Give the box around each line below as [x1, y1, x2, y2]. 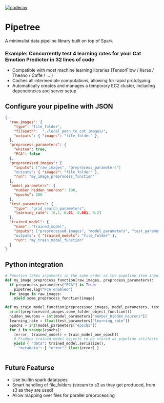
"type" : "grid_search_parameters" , [14, 206, 86, 211]
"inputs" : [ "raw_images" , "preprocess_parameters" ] [14, 165, 121, 170]
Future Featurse [5, 364, 55, 372]
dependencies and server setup [12, 88, 77, 94]
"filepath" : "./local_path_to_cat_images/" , [14, 128, 108, 134]
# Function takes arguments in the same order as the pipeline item [5, 274, 147, 278]
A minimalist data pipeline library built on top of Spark [5, 38, 113, 43]
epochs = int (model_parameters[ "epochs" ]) [9, 323, 97, 328]
